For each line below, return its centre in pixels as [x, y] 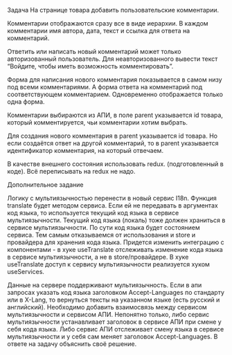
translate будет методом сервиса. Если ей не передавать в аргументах [113, 206]
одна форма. [26, 102]
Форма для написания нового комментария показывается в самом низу [115, 80]
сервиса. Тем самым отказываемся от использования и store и [101, 235]
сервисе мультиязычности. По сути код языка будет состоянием [104, 227]
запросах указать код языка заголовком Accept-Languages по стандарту [116, 292]
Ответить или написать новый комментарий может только [94, 52]
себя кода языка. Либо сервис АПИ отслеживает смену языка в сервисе [116, 329]
